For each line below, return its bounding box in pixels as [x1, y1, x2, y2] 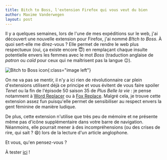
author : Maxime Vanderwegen [5, 12, 65, 17]
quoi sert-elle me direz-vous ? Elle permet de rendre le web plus [5, 41, 139, 47]
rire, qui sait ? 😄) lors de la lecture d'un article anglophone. [5, 130, 129, 136]
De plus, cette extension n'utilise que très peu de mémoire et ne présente [5, 114, 158, 120]
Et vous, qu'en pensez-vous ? [5, 139, 67, 145]
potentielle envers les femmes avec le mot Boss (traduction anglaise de [5, 52, 154, 58]
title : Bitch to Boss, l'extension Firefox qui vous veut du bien [5, 7, 148, 13]
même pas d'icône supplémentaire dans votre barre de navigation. [5, 119, 144, 125]
